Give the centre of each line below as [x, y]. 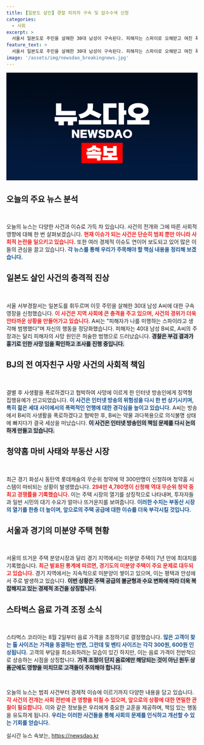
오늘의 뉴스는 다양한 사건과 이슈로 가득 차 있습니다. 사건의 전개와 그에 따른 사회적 [102, 227]
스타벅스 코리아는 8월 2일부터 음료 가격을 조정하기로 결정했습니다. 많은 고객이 [98, 637]
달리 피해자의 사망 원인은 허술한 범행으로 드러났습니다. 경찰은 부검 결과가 [108, 336]
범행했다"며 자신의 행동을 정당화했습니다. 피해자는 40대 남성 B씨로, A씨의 [104, 328]
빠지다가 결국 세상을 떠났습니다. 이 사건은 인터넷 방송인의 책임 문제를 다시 [98, 422]
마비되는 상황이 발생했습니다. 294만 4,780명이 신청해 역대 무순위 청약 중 [108, 486]
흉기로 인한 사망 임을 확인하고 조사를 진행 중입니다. [66, 343]
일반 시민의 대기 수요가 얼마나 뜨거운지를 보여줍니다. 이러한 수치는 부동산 [98, 502]
